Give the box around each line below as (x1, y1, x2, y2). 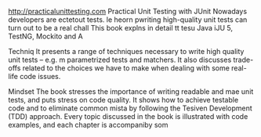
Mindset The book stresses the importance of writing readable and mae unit (8, 87, 254, 96)
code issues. (19, 72, 61, 81)
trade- (233, 55, 254, 64)
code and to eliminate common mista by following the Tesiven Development (8, 103, 252, 113)
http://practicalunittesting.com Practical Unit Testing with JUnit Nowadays (8, 7, 248, 16)
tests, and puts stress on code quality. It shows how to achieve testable (8, 96, 239, 104)
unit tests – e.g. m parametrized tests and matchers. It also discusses (8, 55, 232, 64)
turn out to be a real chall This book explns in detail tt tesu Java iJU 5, (8, 23, 234, 32)
